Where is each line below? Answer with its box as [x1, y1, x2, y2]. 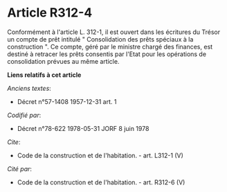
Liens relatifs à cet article [7, 71, 82, 79]
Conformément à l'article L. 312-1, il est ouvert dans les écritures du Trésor [7, 28, 221, 36]
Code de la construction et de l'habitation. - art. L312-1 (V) [17, 151, 183, 159]
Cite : [7, 137, 21, 146]
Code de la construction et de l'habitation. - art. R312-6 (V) [17, 178, 185, 186]
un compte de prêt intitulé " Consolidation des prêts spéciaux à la [7, 35, 194, 43]
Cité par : [7, 164, 33, 173]
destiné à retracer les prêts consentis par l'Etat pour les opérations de [7, 50, 206, 58]
